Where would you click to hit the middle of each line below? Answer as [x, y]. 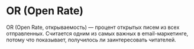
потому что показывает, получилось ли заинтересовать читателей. [91, 40]
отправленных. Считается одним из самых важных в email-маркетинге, [97, 33]
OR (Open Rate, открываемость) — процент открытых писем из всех [93, 27]
